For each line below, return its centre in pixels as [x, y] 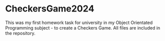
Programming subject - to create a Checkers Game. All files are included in [83, 27]
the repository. [20, 33]
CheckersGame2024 [50, 9]
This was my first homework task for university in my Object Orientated [79, 22]
